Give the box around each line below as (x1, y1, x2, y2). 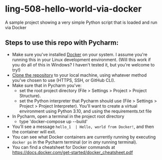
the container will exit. (12, 128, 57, 134)
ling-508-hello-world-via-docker (5, 3, 142, 15)
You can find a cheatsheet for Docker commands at (12, 144, 115, 150)
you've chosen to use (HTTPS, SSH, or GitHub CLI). (12, 77, 115, 83)
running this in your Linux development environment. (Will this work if (12, 57, 151, 63)
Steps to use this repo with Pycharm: (5, 39, 119, 47)
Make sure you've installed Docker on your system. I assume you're (12, 51, 148, 57)
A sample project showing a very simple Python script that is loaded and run (5, 19, 158, 25)
